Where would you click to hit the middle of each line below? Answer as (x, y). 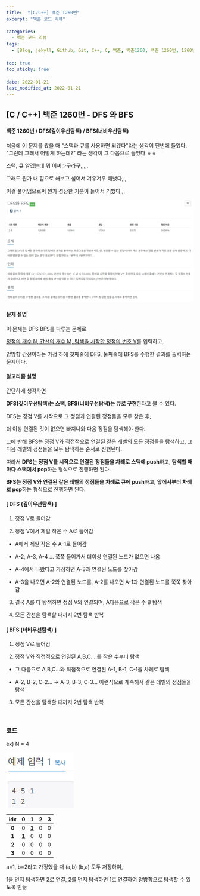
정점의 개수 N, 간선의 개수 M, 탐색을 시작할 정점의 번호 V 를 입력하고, (85, 341)
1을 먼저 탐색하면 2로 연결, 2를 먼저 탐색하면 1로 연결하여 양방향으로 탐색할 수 (96, 880)
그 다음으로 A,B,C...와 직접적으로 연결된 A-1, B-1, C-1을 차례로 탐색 (92, 670)
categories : (21, 32)
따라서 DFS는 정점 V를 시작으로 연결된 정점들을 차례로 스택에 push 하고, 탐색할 (96, 461)
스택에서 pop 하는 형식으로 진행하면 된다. (64, 469)
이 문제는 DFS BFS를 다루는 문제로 (46, 329)
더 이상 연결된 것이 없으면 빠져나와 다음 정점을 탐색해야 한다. (76, 429)
